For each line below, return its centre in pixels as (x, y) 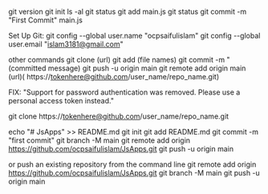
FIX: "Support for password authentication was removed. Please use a (124, 92)
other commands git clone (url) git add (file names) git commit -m (117, 60)
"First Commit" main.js (45, 20)
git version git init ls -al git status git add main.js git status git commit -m (128, 12)
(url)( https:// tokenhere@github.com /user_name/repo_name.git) (114, 77)
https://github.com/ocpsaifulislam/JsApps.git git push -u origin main (121, 149)
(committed (27, 68)
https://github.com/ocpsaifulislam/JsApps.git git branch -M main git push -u (134, 173)
